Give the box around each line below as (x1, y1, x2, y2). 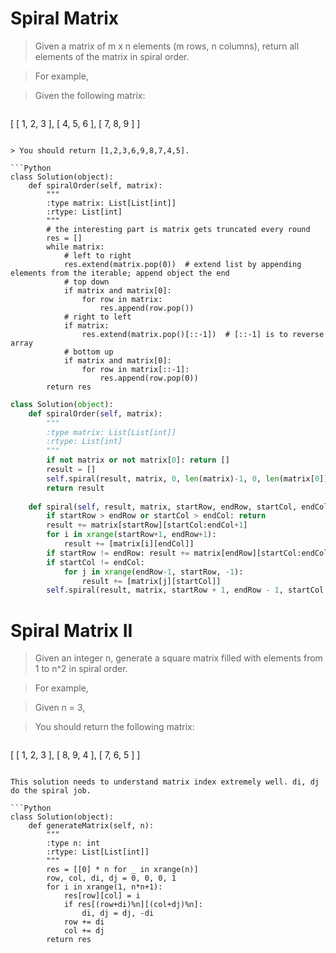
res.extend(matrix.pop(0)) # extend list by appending (63, 259, 302, 269)
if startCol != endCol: (46, 557, 145, 567)
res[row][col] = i (63, 891, 141, 901)
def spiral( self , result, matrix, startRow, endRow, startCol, (28, 502, 298, 512)
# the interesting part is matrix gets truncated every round (46, 224, 311, 234)
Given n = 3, (34, 702, 86, 714)
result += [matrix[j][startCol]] (81, 576, 222, 586)
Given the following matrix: (34, 89, 146, 101)
